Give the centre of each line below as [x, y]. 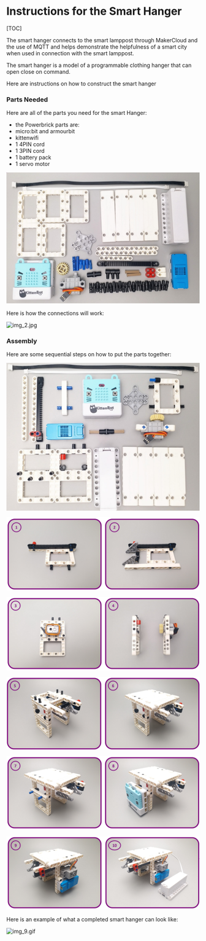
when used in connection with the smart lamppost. [70, 53]
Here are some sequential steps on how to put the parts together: [89, 354]
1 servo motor [32, 164]
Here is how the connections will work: [55, 313]
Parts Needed [27, 100]
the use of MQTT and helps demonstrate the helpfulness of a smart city [97, 47]
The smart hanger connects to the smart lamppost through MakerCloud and [102, 40]
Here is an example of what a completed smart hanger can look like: [92, 919]
